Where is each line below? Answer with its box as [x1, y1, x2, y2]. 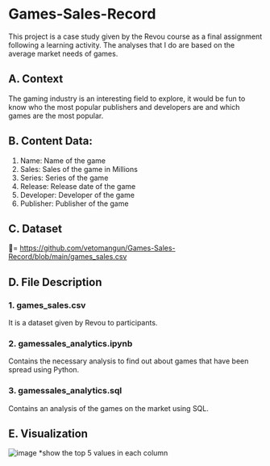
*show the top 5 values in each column [39, 448, 168, 458]
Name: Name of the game [19, 155, 106, 166]
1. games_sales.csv [8, 300, 86, 311]
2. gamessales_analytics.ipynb [8, 338, 133, 349]
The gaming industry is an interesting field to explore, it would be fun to [8, 94, 246, 103]
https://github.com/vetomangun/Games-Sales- [19, 243, 176, 253]
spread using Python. [8, 365, 80, 375]
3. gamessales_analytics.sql [8, 385, 123, 397]
